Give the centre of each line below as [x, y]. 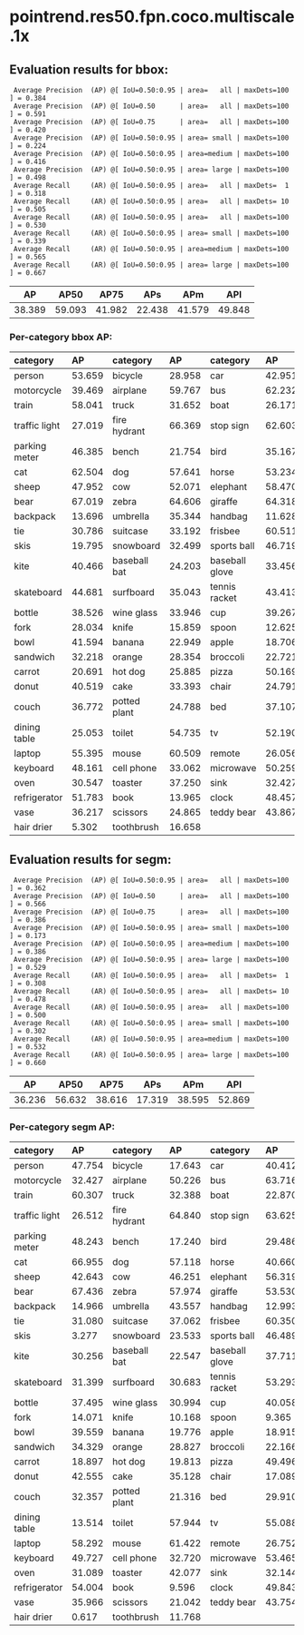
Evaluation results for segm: [90, 859]
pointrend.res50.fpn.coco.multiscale [152, 17]
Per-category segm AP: [62, 1127]
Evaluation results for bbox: [89, 69]
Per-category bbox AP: [61, 337]
